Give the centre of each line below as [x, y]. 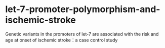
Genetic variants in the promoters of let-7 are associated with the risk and [82, 34]
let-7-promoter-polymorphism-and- [83, 9]
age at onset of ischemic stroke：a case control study [61, 40]
